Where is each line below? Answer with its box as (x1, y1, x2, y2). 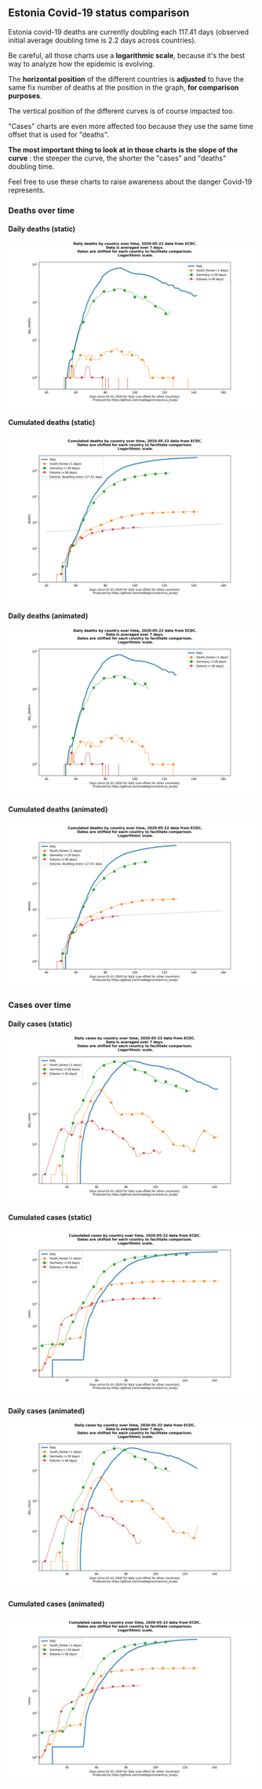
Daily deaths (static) (8, 224, 76, 234)
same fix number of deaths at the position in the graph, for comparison (8, 82, 239, 92)
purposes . (8, 90, 42, 101)
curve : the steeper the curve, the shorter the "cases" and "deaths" (8, 153, 227, 163)
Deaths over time (8, 204, 75, 215)
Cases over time (8, 999, 72, 1010)
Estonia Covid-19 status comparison (8, 6, 190, 20)
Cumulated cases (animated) (8, 1599, 105, 1609)
